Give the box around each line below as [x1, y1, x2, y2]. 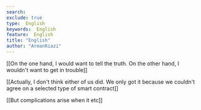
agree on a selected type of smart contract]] [6, 84, 118, 92]
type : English [6, 20, 45, 26]
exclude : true [6, 15, 43, 21]
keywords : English [6, 26, 56, 32]
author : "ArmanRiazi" [6, 43, 62, 50]
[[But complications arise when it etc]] [6, 96, 103, 104]
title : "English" [6, 37, 51, 43]
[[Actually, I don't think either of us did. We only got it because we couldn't [6, 78, 195, 86]
